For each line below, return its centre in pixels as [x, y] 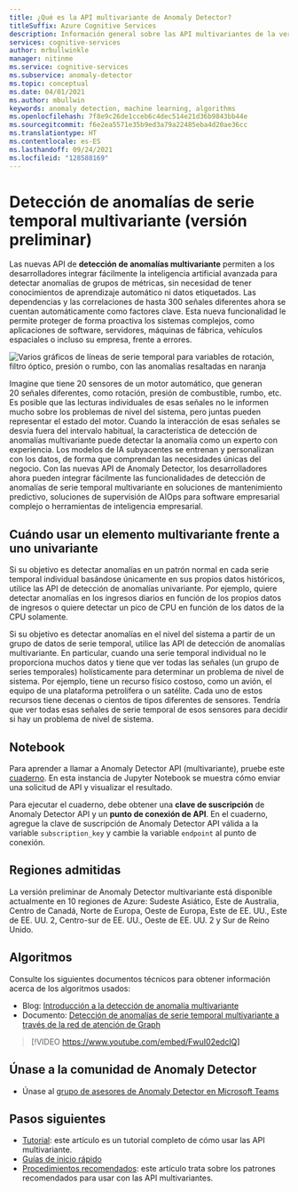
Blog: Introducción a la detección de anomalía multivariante [130, 1005]
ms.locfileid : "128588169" [59, 158]
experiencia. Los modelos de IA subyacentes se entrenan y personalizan [142, 450]
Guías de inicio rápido [62, 1159]
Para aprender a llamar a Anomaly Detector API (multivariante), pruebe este [147, 769]
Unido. [21, 929]
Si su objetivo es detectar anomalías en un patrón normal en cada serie [139, 570]
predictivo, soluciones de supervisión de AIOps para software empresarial [145, 497]
